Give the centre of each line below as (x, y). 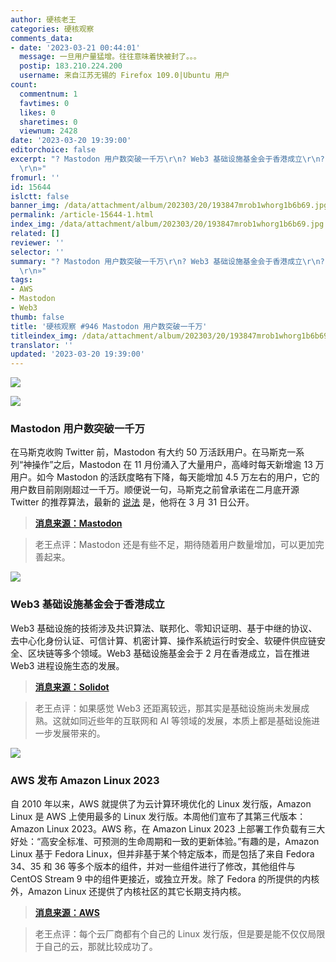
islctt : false (40, 196)
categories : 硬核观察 (52, 29)
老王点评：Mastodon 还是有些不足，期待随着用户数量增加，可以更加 (175, 545)
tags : (21, 280)
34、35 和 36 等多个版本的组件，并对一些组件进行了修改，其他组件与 (153, 867)
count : (24, 85)
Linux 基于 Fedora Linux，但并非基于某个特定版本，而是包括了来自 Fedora (162, 854)
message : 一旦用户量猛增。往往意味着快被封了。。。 (110, 57)
